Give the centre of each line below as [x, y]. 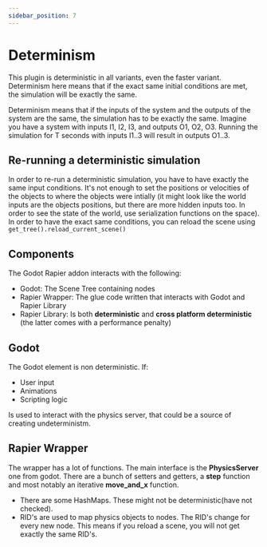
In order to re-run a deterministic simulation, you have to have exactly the [129, 180]
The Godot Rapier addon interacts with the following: [95, 273]
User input [37, 383]
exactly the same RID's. [59, 534]
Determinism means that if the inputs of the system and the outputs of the [130, 109]
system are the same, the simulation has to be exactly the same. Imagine [128, 118]
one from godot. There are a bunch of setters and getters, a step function [129, 476]
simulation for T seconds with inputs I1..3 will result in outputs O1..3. [119, 135]
